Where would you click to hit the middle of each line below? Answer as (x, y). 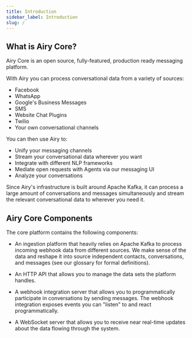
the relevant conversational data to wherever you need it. (76, 200)
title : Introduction (32, 12)
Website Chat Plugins (41, 115)
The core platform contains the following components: (72, 232)
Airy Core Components (49, 218)
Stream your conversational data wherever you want (78, 157)
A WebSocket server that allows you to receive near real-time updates (100, 322)
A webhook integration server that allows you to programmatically (95, 292)
